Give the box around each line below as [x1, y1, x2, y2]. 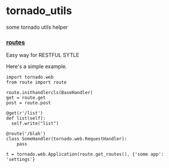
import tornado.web [6, 75, 54, 80]
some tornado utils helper [6, 23, 69, 31]
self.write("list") [11, 120, 59, 127]
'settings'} [6, 157, 35, 163]
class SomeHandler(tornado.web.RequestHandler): [6, 136, 127, 142]
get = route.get [6, 95, 46, 101]
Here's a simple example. [6, 63, 67, 70]
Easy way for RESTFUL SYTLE [6, 52, 79, 59]
